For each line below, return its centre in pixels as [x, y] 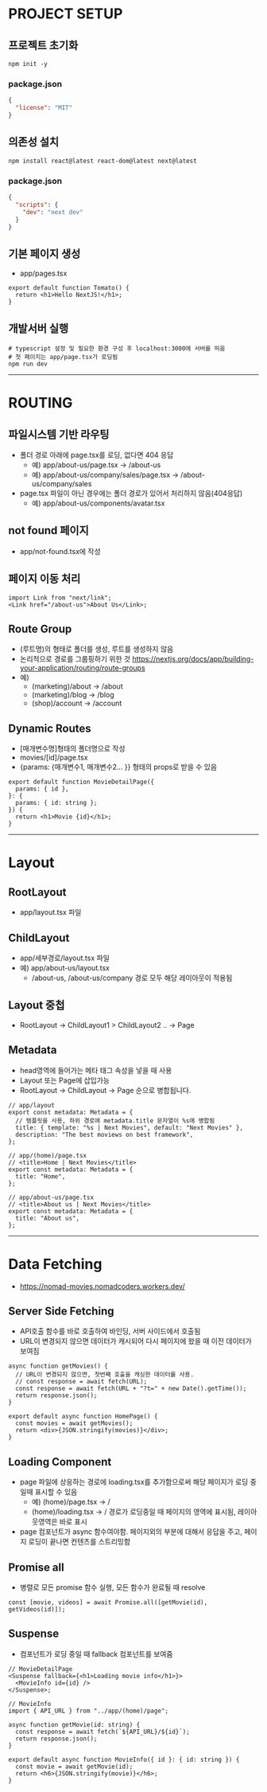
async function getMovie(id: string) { [74, 1724]
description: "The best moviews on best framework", [104, 1134]
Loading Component [60, 1462]
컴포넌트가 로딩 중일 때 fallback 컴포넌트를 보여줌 [96, 1653]
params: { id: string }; [56, 803]
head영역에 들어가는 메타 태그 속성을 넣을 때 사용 [96, 1070]
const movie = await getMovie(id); [74, 1767]
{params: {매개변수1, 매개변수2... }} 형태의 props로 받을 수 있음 [118, 767]
